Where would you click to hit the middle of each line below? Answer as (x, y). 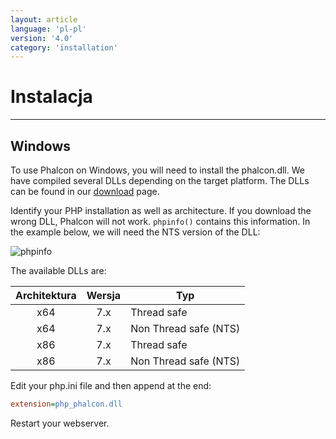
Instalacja (51, 97)
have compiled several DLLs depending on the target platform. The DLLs (160, 180)
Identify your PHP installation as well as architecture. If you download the (161, 210)
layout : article (44, 19)
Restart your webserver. (60, 423)
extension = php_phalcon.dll (66, 404)
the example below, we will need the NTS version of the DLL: (135, 232)
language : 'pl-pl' (48, 29)
